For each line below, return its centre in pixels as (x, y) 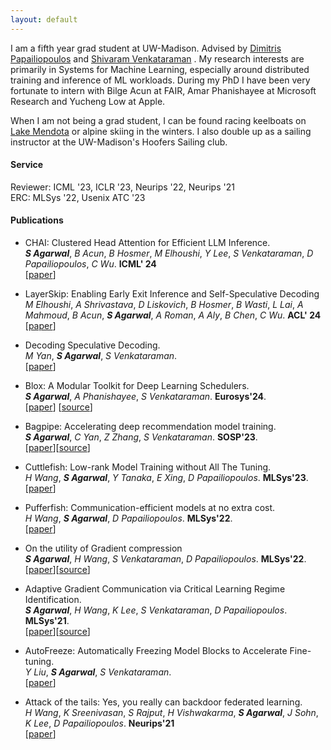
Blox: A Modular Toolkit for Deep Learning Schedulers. (137, 386)
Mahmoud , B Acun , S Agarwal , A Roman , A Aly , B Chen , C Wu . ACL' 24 (173, 315)
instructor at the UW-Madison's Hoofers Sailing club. (119, 142)
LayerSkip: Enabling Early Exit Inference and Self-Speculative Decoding (172, 294)
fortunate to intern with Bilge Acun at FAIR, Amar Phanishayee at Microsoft (163, 90)
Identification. (53, 600)
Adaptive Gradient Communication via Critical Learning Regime (155, 589)
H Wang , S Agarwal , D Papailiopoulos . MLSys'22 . (128, 518)
